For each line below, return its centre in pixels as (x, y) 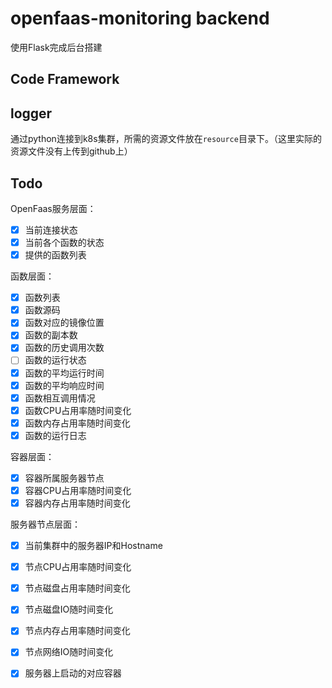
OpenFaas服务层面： (53, 208)
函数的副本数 (51, 335)
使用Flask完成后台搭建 (56, 47)
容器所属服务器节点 (64, 478)
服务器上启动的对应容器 (73, 673)
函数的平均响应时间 (64, 385)
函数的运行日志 (55, 435)
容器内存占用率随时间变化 (77, 503)
